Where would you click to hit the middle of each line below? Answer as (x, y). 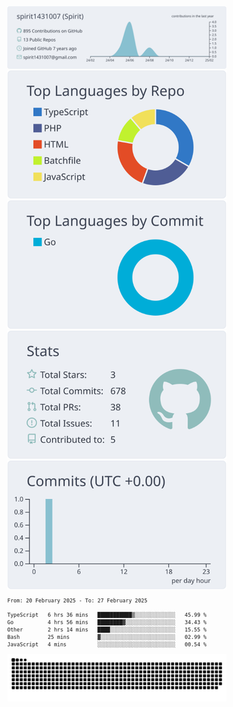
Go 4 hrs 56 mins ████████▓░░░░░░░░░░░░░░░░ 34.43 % (107, 623)
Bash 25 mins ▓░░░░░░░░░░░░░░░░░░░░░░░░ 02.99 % (107, 637)
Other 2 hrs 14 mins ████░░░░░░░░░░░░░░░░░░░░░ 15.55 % (107, 630)
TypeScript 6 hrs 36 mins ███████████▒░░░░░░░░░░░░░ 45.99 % (107, 615)
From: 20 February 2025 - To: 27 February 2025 (78, 601)
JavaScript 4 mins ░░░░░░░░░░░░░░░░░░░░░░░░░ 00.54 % (107, 644)
